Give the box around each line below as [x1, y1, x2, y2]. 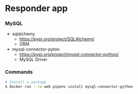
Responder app [5, 3, 68, 14]
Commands [5, 68, 33, 75]
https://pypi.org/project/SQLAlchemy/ [19, 36, 94, 42]
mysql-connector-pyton [12, 46, 60, 52]
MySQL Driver [19, 56, 47, 63]
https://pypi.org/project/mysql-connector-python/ [19, 52, 119, 57]
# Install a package [5, 80, 47, 84]
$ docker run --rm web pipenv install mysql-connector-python [5, 84, 133, 89]
